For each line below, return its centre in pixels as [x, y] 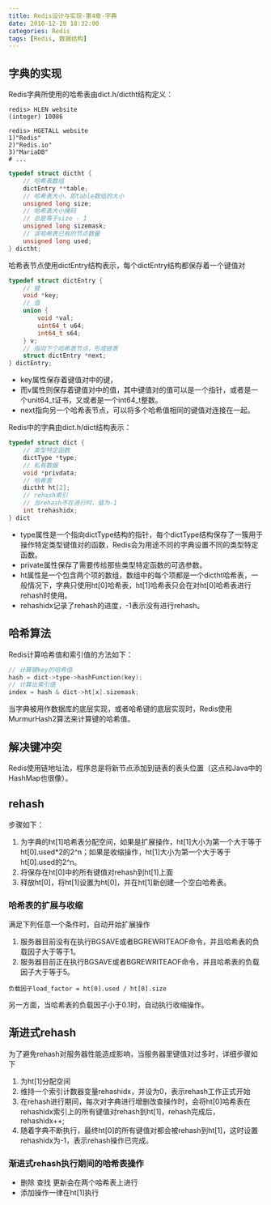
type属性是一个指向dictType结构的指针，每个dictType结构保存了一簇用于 [141, 534]
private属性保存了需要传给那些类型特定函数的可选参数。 [113, 564]
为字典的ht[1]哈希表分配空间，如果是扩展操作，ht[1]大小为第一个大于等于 [141, 841]
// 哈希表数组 [44, 181]
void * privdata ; [51, 473]
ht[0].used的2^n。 [51, 862]
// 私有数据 [40, 465]
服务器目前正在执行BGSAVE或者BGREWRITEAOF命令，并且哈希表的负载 [140, 962]
